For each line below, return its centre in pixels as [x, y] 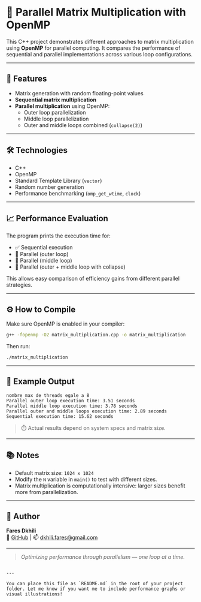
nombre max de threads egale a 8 [48, 395]
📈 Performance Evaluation [57, 218]
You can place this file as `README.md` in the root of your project [95, 584]
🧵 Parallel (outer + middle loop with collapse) [70, 267]
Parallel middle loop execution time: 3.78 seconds [72, 406]
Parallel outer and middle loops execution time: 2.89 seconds [87, 411]
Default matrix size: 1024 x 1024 [54, 472]
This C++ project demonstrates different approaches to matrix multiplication [100, 41]
